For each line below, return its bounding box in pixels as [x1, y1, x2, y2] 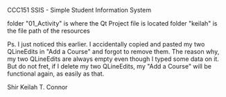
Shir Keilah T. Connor [7, 83, 68, 91]
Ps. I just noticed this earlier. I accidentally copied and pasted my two [7, 40, 205, 48]
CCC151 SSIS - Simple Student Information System [7, 6, 151, 14]
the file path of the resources [7, 27, 90, 35]
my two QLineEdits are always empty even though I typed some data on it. [7, 55, 220, 63]
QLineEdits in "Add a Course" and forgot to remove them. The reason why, [7, 48, 220, 55]
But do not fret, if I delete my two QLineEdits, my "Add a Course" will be [7, 62, 211, 70]
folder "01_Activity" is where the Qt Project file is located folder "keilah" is [7, 19, 218, 27]
